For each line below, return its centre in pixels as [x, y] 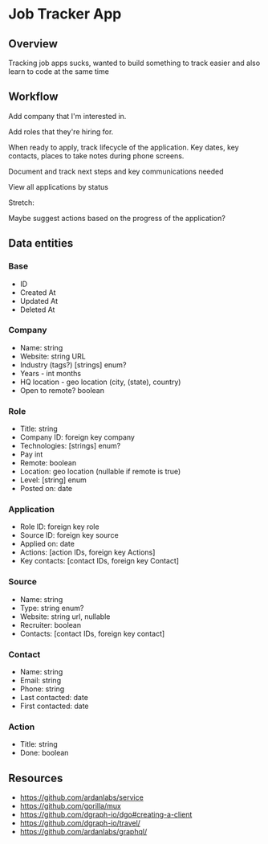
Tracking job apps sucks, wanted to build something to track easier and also [134, 63]
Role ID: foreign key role [59, 526]
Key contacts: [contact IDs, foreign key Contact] [99, 561]
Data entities [41, 243]
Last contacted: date [54, 697]
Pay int [31, 454]
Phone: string [42, 689]
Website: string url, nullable [65, 617]
